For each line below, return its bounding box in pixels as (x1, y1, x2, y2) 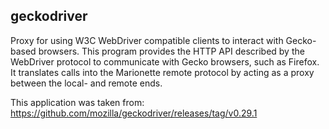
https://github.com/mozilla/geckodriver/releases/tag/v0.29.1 (10, 107, 258, 119)
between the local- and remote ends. (10, 77, 163, 89)
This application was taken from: (10, 96, 145, 108)
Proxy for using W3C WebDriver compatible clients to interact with (10, 34, 284, 46)
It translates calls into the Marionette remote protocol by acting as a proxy (10, 66, 315, 78)
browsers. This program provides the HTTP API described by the (38, 45, 305, 57)
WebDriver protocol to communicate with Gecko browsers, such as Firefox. (10, 55, 320, 68)
